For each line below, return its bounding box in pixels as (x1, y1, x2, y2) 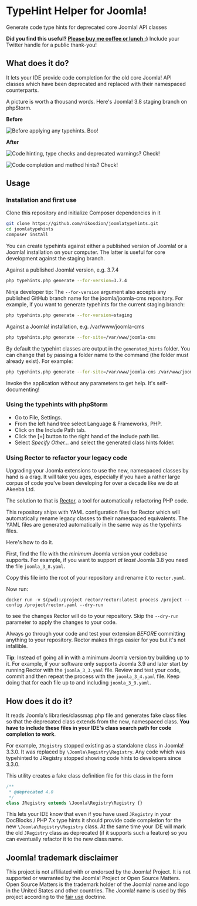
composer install (6, 232, 49, 238)
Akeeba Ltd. (6, 486, 35, 493)
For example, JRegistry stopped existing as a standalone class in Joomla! (6, 742, 184, 749)
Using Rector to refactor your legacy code (6, 454, 128, 462)
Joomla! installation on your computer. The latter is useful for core (6, 249, 165, 256)
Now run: (6, 586, 28, 593)
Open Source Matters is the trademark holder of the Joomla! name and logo (6, 881, 189, 888)
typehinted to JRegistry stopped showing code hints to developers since (6, 754, 182, 761)
